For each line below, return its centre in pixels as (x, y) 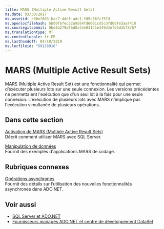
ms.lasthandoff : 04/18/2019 (34, 42)
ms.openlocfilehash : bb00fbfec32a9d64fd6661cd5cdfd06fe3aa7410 (71, 23)
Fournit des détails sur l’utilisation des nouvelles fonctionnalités (69, 184)
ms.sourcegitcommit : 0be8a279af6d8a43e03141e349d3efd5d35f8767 (71, 28)
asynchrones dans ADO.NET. (34, 189)
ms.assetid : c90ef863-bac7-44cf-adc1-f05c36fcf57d (58, 19)
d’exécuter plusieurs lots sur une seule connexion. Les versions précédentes (82, 89)
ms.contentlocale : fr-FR (30, 37)
